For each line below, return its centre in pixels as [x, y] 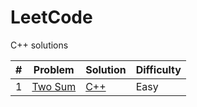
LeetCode [51, 17]
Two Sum [54, 86]
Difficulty [158, 69]
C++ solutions [39, 45]
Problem [54, 69]
